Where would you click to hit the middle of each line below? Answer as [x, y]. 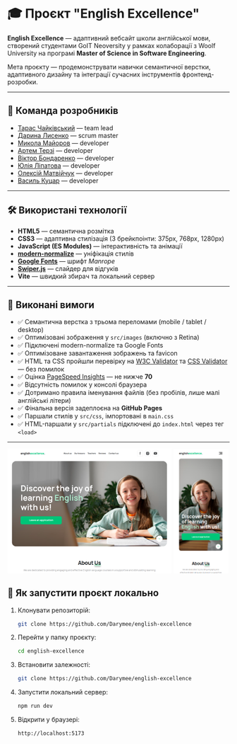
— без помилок [41, 370]
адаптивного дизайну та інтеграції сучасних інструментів [94, 74]
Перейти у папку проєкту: [57, 637]
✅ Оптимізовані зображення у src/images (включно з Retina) [108, 338]
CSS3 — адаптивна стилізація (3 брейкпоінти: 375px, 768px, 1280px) [121, 239]
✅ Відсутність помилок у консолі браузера [82, 385]
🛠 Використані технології [67, 211]
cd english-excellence [51, 651]
